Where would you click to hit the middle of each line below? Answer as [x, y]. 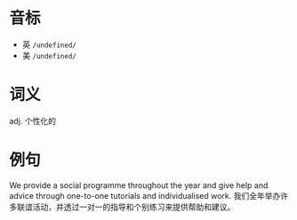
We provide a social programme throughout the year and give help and [139, 185]
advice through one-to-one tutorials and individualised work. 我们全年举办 [145, 195]
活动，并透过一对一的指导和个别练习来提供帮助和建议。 [134, 207]
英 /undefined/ [49, 44]
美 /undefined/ [49, 55]
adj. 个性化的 [32, 121]
